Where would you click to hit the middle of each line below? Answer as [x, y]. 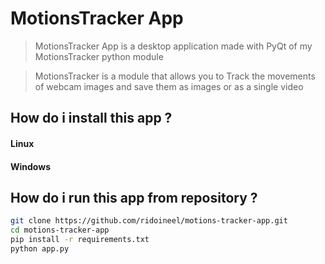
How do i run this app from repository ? [134, 197]
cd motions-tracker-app [60, 230]
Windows [30, 166]
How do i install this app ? [91, 118]
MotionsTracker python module [99, 56]
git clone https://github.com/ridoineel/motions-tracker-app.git [149, 221]
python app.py [40, 248]
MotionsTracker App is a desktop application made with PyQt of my [173, 46]
